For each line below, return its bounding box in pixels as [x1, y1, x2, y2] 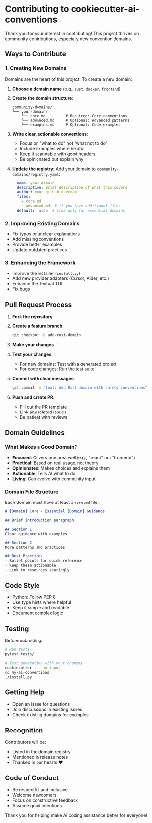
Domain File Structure [5, 488, 59, 495]
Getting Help [5, 688, 45, 696]
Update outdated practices [12, 247, 67, 253]
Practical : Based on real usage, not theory [12, 460, 99, 466]
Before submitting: [5, 638, 43, 643]
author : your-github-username [17, 189, 79, 195]
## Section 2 [5, 540, 32, 545]
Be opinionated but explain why [19, 156, 84, 162]
